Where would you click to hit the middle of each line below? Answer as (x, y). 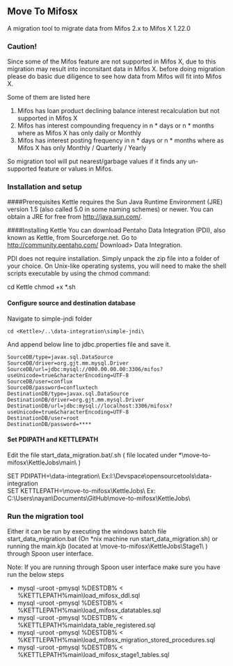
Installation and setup (45, 187)
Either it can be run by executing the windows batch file (87, 531)
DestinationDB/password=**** (49, 424)
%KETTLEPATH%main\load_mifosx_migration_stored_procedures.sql (116, 640)
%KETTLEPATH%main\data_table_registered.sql (86, 625)
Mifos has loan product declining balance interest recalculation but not (118, 111)
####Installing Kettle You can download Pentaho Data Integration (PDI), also (116, 230)
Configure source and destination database (71, 303)
